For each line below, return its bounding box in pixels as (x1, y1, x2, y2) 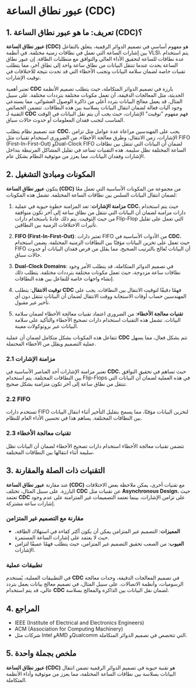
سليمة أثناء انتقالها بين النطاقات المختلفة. (6, 449, 95, 456)
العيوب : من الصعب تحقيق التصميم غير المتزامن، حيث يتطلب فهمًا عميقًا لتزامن (14, 540, 184, 547)
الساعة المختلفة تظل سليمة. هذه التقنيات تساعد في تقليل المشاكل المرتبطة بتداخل (6, 146, 186, 153)
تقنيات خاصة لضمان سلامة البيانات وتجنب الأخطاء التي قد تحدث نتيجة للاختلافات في (6, 68, 186, 74)
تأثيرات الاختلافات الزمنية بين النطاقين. (14, 221, 98, 228)
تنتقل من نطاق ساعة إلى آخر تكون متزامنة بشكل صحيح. (6, 380, 128, 387)
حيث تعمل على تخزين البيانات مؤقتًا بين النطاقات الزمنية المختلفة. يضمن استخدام (14, 239, 190, 246)
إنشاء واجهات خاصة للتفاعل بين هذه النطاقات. (14, 275, 114, 282)
